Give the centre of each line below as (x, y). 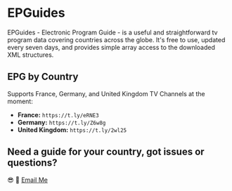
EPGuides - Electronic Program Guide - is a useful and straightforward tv (112, 32)
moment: (20, 101)
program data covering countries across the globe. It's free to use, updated (116, 39)
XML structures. (31, 55)
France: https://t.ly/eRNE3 (58, 114)
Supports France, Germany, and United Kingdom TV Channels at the (106, 93)
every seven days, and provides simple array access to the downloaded (111, 47)
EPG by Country (43, 77)
